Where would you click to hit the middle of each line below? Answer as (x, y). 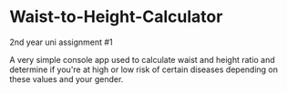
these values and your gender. (67, 78)
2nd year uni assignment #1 (61, 42)
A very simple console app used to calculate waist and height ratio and (142, 59)
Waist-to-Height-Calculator (116, 17)
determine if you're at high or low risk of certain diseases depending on (143, 69)
